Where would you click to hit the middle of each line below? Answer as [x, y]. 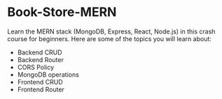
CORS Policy [36, 67]
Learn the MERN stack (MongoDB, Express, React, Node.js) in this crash [111, 31]
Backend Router [41, 59]
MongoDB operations [48, 75]
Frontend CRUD [40, 82]
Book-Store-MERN [62, 12]
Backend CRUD [40, 52]
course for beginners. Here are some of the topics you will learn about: [110, 38]
